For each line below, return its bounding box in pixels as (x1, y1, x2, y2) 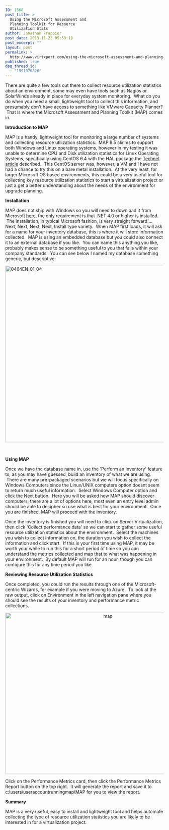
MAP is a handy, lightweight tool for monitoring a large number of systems (5, 134, 159, 140)
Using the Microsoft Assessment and (10, 17, 87, 22)
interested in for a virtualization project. (5, 819, 87, 825)
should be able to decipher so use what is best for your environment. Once (5, 504, 162, 509)
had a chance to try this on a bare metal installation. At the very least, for (5, 166, 157, 172)
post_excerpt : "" (5, 40, 42, 45)
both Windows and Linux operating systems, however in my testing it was (5, 145, 158, 151)
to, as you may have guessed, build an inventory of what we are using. (5, 471, 151, 477)
